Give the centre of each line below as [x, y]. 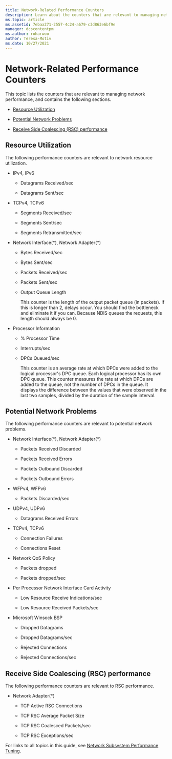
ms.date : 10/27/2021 [27, 44]
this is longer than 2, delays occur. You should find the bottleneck [89, 307]
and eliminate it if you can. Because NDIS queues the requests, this [91, 313]
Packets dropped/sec [43, 578]
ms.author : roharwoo [27, 34]
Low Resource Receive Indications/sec [61, 598]
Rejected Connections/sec [48, 658]
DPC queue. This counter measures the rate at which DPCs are [87, 379]
